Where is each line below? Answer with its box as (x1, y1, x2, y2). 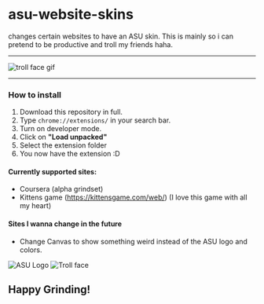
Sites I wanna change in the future (8, 219, 123, 229)
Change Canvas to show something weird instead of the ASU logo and (19, 236, 247, 246)
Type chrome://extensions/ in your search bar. (19, 115, 171, 125)
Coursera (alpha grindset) (19, 185, 104, 194)
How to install (8, 89, 61, 100)
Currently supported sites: (8, 167, 97, 176)
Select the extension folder (19, 141, 108, 150)
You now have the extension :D (19, 149, 120, 159)
